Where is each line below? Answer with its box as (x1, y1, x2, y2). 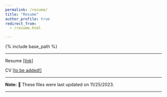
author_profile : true (5, 16, 50, 21)
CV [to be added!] (5, 67, 42, 73)
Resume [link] (5, 58, 33, 64)
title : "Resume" (5, 12, 39, 17)
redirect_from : (5, 21, 37, 26)
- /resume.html (9, 26, 41, 31)
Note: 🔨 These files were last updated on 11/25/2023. (5, 82, 114, 88)
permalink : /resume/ (5, 7, 48, 12)
